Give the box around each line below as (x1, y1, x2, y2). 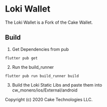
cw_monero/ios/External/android (12, 87, 77, 93)
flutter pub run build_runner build (5, 74, 79, 78)
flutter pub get (5, 56, 38, 61)
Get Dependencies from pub (12, 46, 69, 52)
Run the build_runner (12, 64, 54, 70)
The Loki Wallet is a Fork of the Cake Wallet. (5, 19, 93, 25)
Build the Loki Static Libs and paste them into (12, 82, 103, 88)
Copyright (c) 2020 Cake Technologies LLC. (5, 96, 93, 102)
